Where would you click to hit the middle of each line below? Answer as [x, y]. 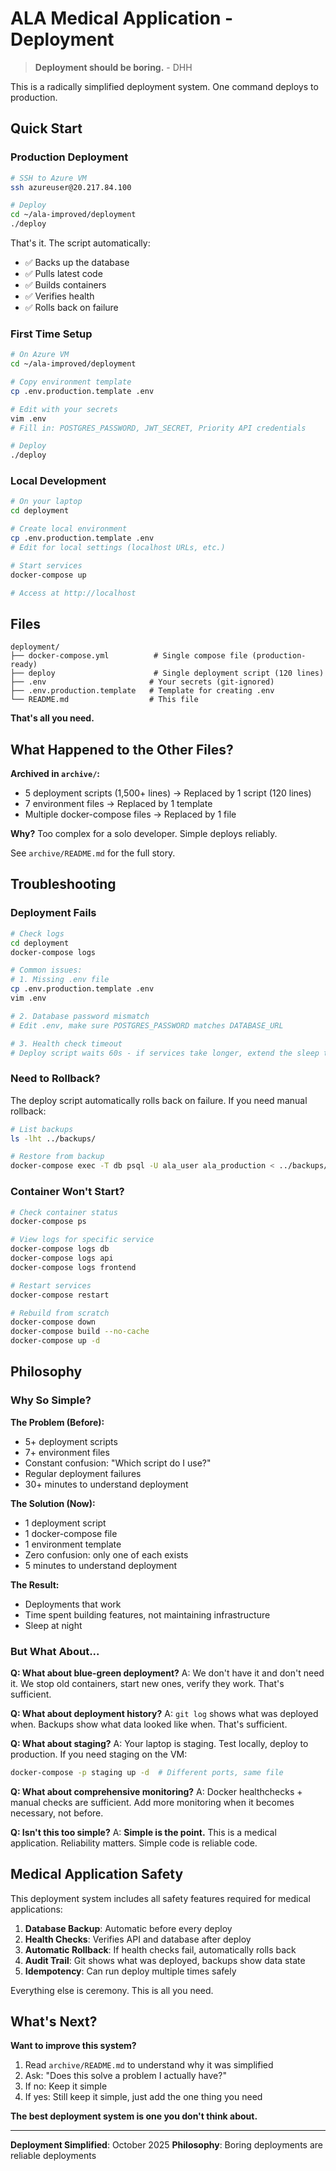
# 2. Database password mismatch [80, 1016]
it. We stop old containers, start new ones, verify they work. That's [147, 1683]
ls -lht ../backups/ [53, 1138]
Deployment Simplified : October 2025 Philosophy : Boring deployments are [166, 2145]
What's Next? [54, 2022]
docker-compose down [53, 1322]
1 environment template [73, 1544]
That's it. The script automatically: [80, 243]
